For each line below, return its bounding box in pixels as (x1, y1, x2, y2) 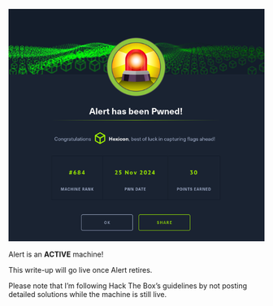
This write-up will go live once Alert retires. (8, 265, 153, 275)
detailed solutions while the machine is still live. (8, 290, 167, 300)
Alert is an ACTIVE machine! (8, 249, 104, 260)
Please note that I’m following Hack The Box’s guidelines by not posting (8, 281, 248, 291)
